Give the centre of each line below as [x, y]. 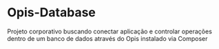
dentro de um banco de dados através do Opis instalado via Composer [107, 38]
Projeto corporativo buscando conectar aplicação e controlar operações [109, 31]
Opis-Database [52, 13]
